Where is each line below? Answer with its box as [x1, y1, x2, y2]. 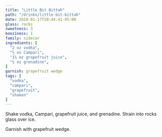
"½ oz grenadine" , [10, 59, 49, 64]
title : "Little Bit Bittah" [5, 7, 65, 13]
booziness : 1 [5, 31, 33, 36]
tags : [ [5, 74, 22, 79]
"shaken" [10, 92, 29, 97]
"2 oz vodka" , [10, 45, 40, 50]
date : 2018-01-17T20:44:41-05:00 [5, 17, 76, 22]
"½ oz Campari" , [10, 50, 44, 55]
